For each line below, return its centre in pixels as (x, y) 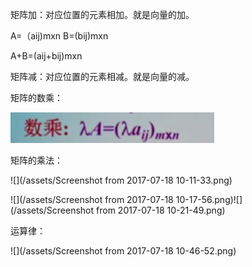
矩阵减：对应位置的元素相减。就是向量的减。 (102, 76)
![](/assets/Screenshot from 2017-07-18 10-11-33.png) (121, 180)
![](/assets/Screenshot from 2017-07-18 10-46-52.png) (123, 251)
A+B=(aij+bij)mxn (46, 56)
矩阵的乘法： (36, 160)
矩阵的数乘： (36, 97)
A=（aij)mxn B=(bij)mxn (59, 36)
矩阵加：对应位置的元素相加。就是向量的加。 (102, 14)
